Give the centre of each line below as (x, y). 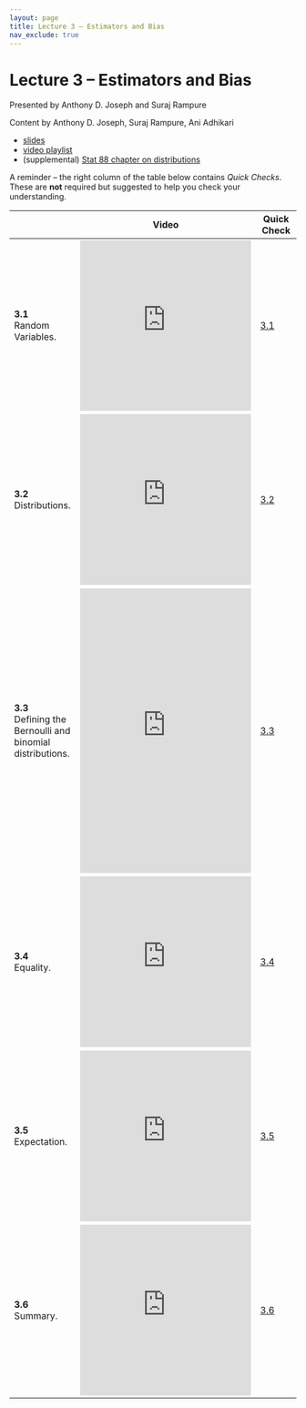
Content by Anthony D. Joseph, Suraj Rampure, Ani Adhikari (122, 123)
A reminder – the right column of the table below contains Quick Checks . (146, 178)
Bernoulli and (42, 731)
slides (34, 140)
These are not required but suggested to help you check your (125, 187)
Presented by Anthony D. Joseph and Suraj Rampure (108, 105)
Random (32, 326)
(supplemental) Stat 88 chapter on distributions (111, 159)
